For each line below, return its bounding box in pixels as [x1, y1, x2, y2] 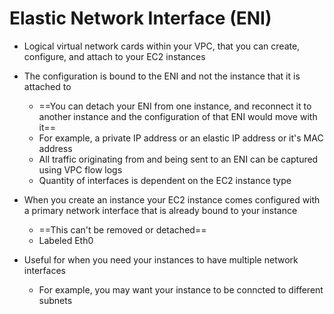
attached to [23, 80, 72, 92]
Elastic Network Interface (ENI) [9, 7, 272, 30]
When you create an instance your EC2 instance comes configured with [23, 193, 321, 206]
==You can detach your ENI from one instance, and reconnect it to [38, 100, 312, 112]
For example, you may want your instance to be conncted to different [38, 283, 324, 296]
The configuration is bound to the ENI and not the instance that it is [23, 70, 301, 82]
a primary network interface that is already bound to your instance [23, 204, 298, 216]
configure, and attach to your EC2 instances [23, 50, 206, 62]
